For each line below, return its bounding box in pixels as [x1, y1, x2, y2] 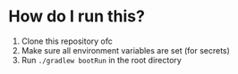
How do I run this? [8, 6, 145, 27]
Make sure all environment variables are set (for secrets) [21, 45, 230, 55]
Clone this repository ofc [21, 36, 113, 46]
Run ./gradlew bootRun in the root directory [21, 54, 183, 65]
